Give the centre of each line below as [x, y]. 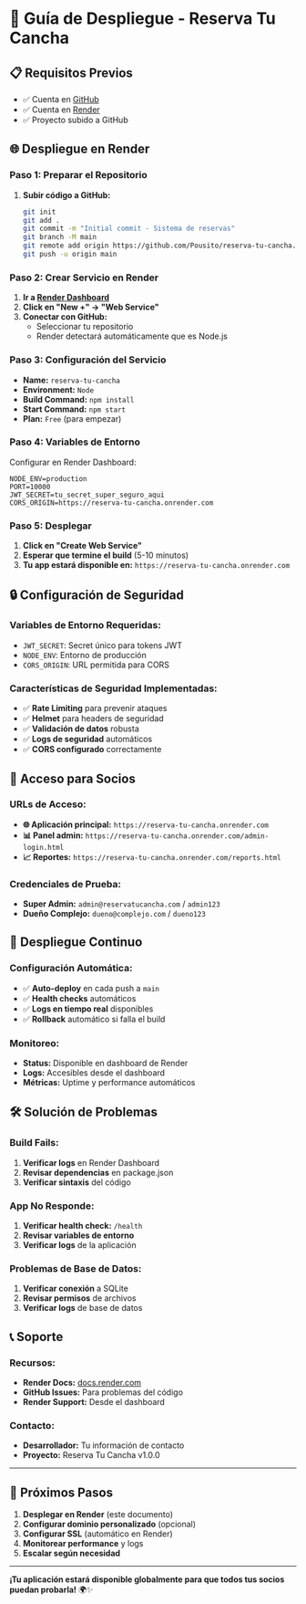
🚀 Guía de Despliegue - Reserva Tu [143, 19]
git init [39, 212]
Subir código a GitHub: [66, 194]
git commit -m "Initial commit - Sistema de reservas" [129, 229]
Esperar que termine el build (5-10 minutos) [106, 555]
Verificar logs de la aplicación [79, 1245]
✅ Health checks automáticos [79, 998]
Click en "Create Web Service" [82, 546]
